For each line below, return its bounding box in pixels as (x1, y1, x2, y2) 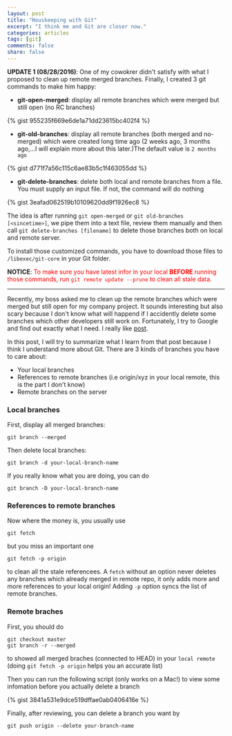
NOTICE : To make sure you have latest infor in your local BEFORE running (7, 267, 217, 276)
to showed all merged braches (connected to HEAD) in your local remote (7, 654, 215, 662)
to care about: (7, 352, 47, 360)
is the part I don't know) (17, 380, 86, 388)
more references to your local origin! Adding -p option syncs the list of (7, 582, 207, 591)
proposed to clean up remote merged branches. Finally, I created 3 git (7, 75, 206, 83)
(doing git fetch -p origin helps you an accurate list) (7, 661, 163, 670)
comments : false (7, 42, 54, 49)
